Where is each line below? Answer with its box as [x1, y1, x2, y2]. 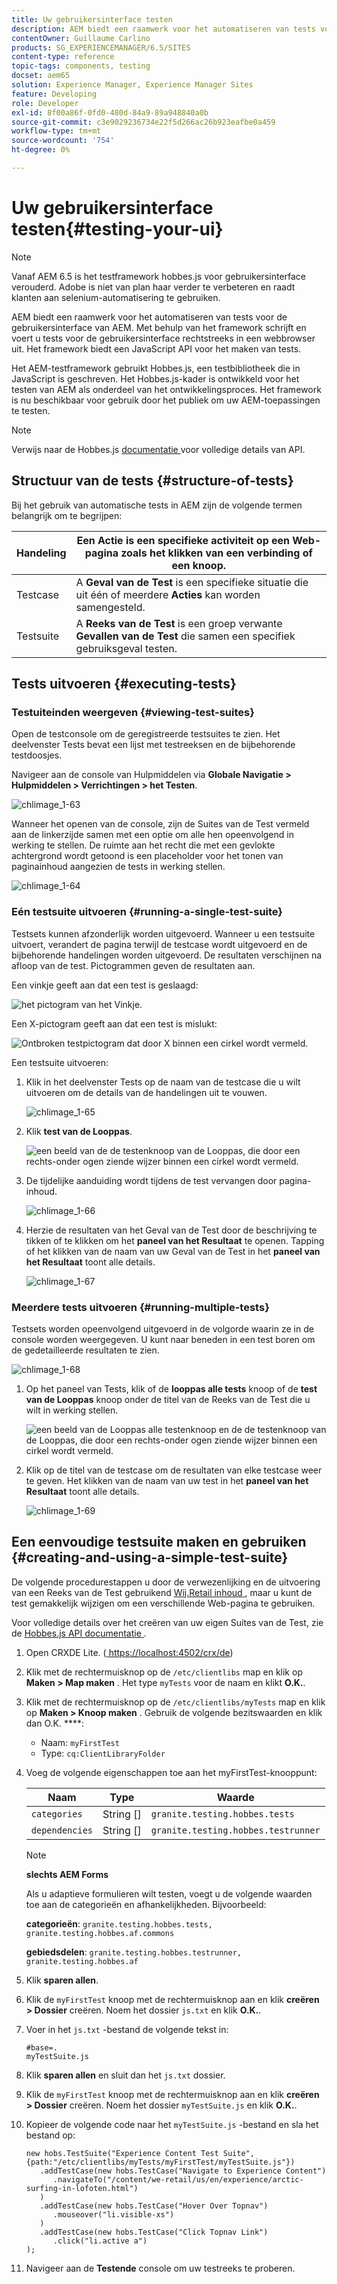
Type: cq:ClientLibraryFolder [40, 1747, 166, 1759]
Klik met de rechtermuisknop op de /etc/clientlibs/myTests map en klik [25, 1696, 326, 1708]
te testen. [11, 404, 51, 416]
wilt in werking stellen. [25, 1404, 119, 1416]
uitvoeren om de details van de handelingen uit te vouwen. [25, 1086, 268, 1098]
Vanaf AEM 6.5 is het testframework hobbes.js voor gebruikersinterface [11, 270, 307, 282]
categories [30, 1808, 83, 1820]
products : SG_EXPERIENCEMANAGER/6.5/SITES [11, 42, 191, 53]
